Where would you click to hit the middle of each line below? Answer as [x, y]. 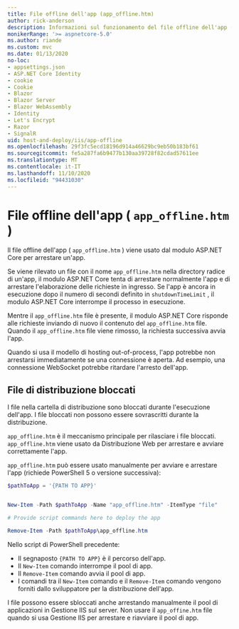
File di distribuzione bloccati [71, 390]
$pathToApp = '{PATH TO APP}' [52, 486]
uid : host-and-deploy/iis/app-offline [65, 140]
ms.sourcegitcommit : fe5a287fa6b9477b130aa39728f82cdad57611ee [103, 154]
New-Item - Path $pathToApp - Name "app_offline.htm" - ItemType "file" [113, 505]
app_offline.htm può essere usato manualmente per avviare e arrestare [112, 466]
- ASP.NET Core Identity [44, 74]
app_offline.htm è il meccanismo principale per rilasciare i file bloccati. [112, 436]
